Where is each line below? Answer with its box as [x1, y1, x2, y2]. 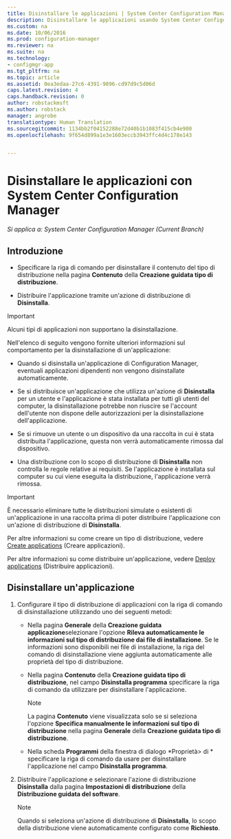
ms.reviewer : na [7, 42, 54, 49]
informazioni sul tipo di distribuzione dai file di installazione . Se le [27, 635, 219, 644]
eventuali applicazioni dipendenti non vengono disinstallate [16, 367, 185, 375]
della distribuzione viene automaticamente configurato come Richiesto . [16, 823, 220, 832]
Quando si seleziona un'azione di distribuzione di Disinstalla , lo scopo [16, 816, 217, 825]
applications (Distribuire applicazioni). [7, 562, 115, 570]
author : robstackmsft [7, 100, 69, 107]
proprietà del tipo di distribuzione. [27, 657, 124, 666]
